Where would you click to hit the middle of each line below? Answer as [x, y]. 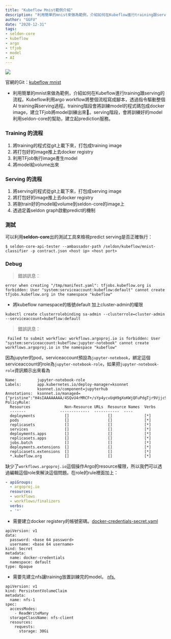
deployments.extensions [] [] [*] [81, 447]
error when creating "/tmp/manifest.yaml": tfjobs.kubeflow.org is [78, 285]
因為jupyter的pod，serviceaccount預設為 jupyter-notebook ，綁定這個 [78, 357]
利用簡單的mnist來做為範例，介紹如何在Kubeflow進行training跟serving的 [89, 93]
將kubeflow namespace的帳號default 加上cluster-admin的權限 [78, 304]
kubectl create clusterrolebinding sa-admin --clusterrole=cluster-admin [85, 314]
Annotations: [19, 393]
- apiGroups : [19, 482]
